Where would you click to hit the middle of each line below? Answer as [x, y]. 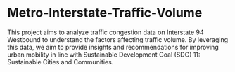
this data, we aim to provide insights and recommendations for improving [113, 47]
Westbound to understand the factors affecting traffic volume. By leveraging [118, 39]
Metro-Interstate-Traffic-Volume [105, 13]
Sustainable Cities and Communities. [61, 62]
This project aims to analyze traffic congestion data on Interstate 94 [106, 32]
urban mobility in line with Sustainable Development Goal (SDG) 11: [104, 55]
